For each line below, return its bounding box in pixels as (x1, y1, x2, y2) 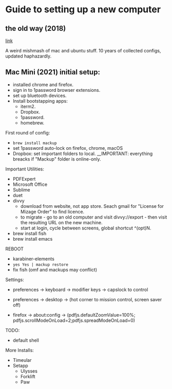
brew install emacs (12, 236, 53, 242)
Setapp (12, 362, 28, 368)
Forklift (20, 373, 35, 379)
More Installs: (5, 347, 34, 353)
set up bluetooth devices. (12, 92, 67, 99)
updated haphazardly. (5, 53, 52, 59)
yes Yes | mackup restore (12, 262, 68, 267)
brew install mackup (12, 140, 57, 146)
